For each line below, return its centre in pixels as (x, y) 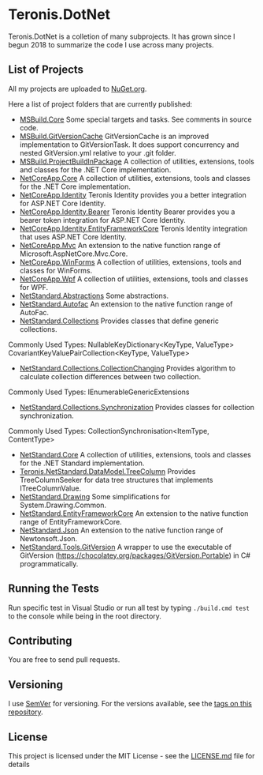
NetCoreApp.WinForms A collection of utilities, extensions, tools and (130, 261)
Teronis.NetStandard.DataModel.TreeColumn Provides (107, 471)
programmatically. (49, 563)
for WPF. (34, 287)
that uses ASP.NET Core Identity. (73, 237)
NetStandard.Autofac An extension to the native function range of (126, 304)
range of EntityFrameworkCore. (70, 521)
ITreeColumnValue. (50, 488)
